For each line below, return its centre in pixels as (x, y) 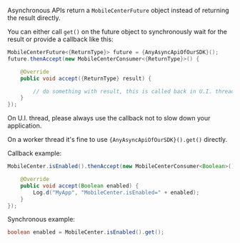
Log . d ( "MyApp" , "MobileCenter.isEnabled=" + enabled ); (116, 192)
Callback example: (35, 153)
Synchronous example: (41, 219)
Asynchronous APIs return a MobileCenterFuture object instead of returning (118, 10)
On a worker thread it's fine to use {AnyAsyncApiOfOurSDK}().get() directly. (117, 140)
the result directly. (34, 18)
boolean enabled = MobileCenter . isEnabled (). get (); (86, 232)
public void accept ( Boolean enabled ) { (80, 186)
